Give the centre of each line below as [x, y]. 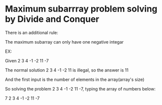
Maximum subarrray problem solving [81, 9]
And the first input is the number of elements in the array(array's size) [75, 79]
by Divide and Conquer [52, 19]
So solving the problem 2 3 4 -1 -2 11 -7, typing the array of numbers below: [80, 89]
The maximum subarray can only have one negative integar [64, 42]
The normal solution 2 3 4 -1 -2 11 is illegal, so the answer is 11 [67, 70]
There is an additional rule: [32, 32]
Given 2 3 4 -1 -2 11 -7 [27, 60]
